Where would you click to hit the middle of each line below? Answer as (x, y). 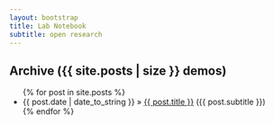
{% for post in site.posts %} (74, 93)
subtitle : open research (56, 34)
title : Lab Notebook (48, 26)
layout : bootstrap (44, 18)
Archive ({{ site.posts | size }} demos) (118, 71)
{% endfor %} (48, 111)
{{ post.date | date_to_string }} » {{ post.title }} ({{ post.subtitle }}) (144, 102)
